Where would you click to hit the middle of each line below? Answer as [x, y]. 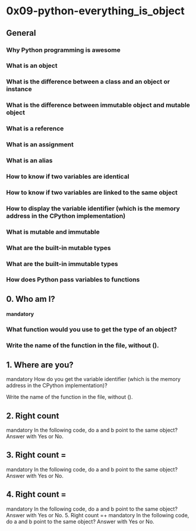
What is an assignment [40, 145]
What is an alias [29, 161]
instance [19, 89]
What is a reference [35, 129]
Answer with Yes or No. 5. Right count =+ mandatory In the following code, [98, 515]
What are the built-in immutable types [62, 264]
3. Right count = [36, 455]
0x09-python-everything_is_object [96, 11]
